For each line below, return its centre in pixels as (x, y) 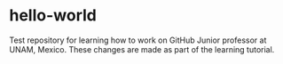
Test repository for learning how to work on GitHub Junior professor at (138, 40)
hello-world (53, 16)
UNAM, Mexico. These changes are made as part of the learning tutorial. (142, 49)
